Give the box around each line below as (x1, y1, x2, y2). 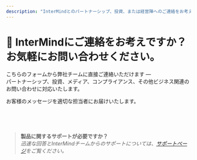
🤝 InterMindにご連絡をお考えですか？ (6, 36, 187, 48)
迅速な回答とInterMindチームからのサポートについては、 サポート (20, 140, 177, 147)
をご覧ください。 (25, 147, 67, 154)
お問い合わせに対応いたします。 (6, 85, 83, 92)
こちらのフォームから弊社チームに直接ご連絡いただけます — (6, 71, 151, 78)
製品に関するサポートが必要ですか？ (20, 133, 108, 140)
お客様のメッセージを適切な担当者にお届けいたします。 (6, 98, 140, 105)
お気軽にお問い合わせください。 (6, 50, 161, 63)
